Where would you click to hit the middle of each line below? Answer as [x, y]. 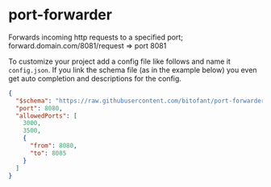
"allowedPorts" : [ [47, 116]
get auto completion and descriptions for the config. [95, 78]
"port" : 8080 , [39, 108]
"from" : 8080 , [54, 146]
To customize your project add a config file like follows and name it [120, 61]
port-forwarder [60, 15]
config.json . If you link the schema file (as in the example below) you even [133, 69]
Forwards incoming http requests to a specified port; [96, 37]
